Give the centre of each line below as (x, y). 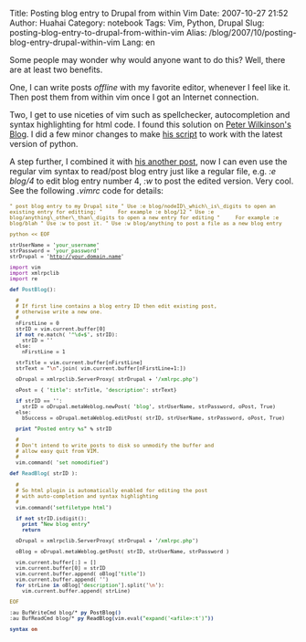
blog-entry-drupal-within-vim (65, 42)
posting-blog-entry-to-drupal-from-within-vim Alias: (108, 32)
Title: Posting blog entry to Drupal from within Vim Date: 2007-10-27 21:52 (149, 13)
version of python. (44, 144)
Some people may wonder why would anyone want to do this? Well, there (148, 60)
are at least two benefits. (56, 69)
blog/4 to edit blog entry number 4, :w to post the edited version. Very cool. (152, 181)
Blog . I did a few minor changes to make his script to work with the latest (146, 134)
